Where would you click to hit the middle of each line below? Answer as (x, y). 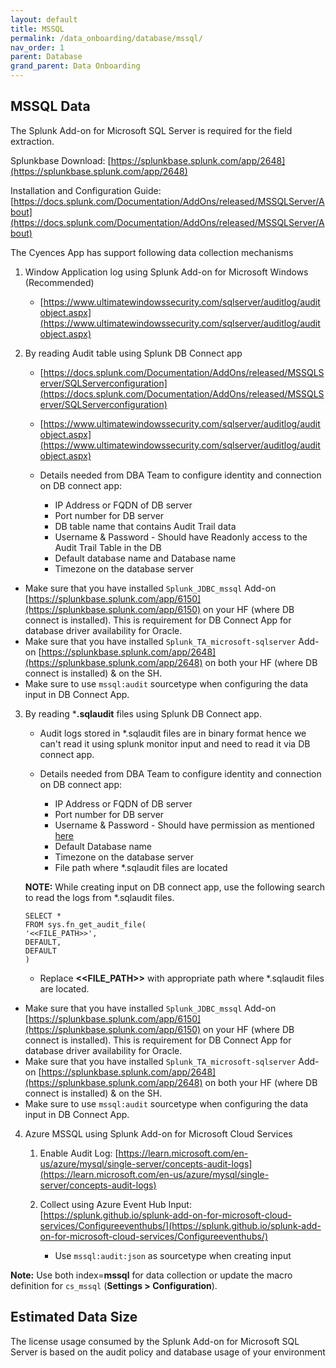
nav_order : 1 (37, 47)
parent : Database (46, 57)
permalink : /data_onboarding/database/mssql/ (106, 38)
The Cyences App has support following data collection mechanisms (152, 252)
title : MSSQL (37, 29)
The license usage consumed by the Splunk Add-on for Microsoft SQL (155, 1341)
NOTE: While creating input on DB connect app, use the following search (174, 887)
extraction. (32, 141)
